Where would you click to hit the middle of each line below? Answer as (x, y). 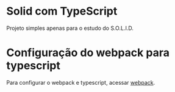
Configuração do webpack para (88, 53)
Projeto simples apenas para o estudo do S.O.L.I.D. (70, 28)
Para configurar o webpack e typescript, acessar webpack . (81, 82)
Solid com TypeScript (62, 11)
